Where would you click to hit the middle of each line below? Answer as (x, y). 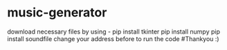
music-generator (57, 13)
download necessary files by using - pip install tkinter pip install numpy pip (113, 32)
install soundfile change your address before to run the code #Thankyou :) (113, 38)
